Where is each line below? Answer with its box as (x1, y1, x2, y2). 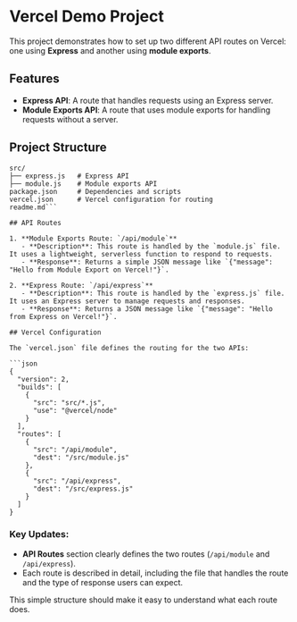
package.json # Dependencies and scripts (9, 187, 181, 196)
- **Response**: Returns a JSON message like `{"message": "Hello (21, 304, 274, 314)
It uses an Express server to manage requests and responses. (9, 297, 245, 306)
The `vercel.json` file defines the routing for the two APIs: (9, 343, 250, 352)
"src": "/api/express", (32, 476, 122, 485)
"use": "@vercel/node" (32, 406, 118, 415)
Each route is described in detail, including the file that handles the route (21, 567, 289, 578)
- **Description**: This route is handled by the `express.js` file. (21, 289, 285, 298)
